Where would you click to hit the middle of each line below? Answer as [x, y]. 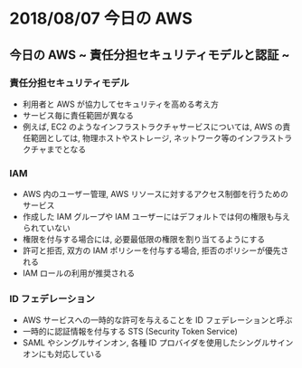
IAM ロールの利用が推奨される [79, 273]
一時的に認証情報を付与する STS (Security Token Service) [130, 332]
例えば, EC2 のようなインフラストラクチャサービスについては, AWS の [152, 127]
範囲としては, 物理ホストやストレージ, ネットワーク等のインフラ [150, 137]
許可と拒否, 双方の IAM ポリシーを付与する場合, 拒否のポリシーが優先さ [156, 250]
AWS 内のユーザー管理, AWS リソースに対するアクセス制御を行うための [156, 194]
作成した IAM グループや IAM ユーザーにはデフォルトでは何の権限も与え [156, 217]
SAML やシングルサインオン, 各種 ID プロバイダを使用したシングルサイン [158, 343]
